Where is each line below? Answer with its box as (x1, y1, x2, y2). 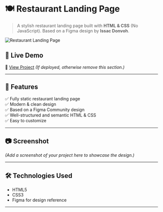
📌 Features (5, 83, 38, 91)
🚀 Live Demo (5, 51, 44, 60)
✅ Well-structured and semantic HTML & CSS (5, 112, 96, 118)
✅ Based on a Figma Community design (5, 107, 85, 113)
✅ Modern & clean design (5, 101, 57, 107)
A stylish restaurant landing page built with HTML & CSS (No (16, 22, 138, 29)
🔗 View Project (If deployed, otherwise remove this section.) (5, 64, 125, 70)
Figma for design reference (12, 197, 67, 203)
